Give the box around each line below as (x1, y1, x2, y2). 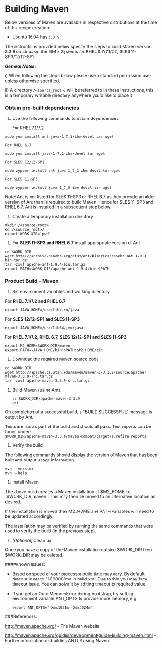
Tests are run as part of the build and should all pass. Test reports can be (5, 424, 151, 429)
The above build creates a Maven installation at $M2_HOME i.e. (5, 488, 132, 494)
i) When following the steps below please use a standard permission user (5, 72, 152, 78)
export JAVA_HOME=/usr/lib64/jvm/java (5, 325, 83, 330)
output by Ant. (5, 414, 34, 420)
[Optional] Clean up (12, 537, 52, 543)
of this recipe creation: (5, 24, 50, 30)
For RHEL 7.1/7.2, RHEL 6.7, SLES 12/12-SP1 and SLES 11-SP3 (5, 334, 127, 340)
